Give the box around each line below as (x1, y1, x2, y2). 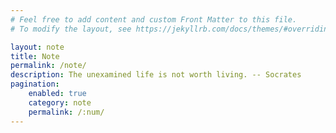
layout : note (10, 42, 65, 52)
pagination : (10, 79, 60, 90)
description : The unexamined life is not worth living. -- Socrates (10, 70, 302, 80)
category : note (28, 97, 92, 108)
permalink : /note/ (10, 61, 87, 71)
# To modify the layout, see (10, 24, 132, 34)
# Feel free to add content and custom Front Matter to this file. (10, 14, 298, 25)
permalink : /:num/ (28, 107, 105, 117)
